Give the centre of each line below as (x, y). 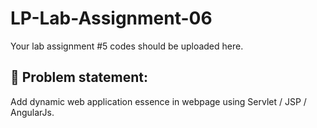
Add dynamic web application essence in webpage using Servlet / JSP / (158, 101)
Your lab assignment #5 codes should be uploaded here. (127, 46)
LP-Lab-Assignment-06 (111, 18)
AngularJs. (32, 112)
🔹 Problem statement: (79, 77)
